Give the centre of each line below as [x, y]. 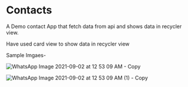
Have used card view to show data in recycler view [68, 44]
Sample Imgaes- [26, 55]
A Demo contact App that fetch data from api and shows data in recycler [94, 26]
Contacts [29, 10]
